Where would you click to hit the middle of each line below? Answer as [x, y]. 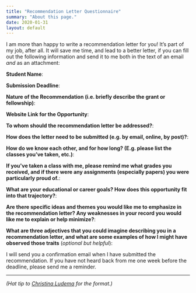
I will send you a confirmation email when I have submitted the [81, 254]
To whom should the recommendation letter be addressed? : [80, 125]
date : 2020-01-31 [27, 22]
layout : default [26, 28]
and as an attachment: [33, 63]
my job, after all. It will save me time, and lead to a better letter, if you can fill [97, 51]
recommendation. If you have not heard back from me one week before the [96, 261]
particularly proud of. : [33, 178]
